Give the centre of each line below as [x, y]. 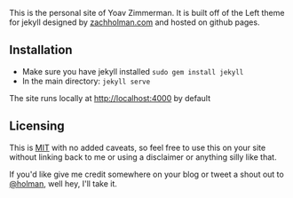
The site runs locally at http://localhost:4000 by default [110, 98]
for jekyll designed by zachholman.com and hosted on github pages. [135, 22]
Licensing [37, 127]
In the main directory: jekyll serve [86, 81]
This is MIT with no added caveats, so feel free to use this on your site [138, 147]
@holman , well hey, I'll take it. [63, 183]
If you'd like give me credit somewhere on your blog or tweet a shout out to [146, 174]
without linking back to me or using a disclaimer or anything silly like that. [143, 157]
